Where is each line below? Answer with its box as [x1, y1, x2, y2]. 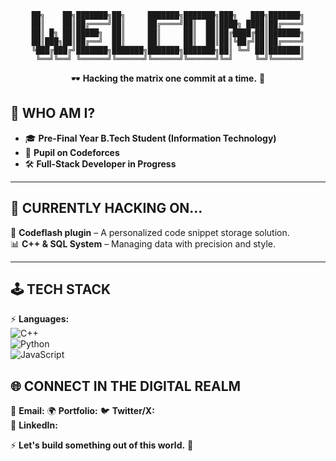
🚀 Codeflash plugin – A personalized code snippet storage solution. [10, 226, 290, 238]
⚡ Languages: [10, 313, 70, 325]
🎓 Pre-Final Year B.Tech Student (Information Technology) [24, 132, 277, 144]
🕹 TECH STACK [10, 281, 112, 298]
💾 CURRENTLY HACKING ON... [10, 200, 203, 217]
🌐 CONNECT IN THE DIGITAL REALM [10, 377, 242, 395]
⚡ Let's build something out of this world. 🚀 [10, 439, 194, 451]
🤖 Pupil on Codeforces [24, 146, 120, 158]
